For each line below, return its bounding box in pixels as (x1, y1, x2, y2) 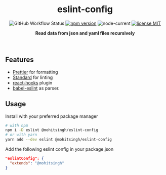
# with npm (5, 123, 28, 128)
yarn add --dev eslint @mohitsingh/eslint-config (5, 137, 112, 142)
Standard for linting (12, 74, 53, 80)
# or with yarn (5, 133, 37, 138)
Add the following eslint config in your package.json (5, 146, 114, 152)
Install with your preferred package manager (5, 113, 98, 119)
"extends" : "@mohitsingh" (10, 160, 65, 165)
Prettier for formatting (12, 69, 58, 75)
